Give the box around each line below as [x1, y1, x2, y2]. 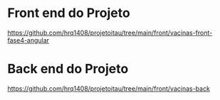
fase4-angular [7, 35, 50, 44]
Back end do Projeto [7, 61, 129, 77]
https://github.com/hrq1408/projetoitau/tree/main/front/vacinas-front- [7, 28, 213, 37]
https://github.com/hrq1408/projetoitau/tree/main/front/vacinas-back [7, 84, 210, 93]
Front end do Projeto [7, 5, 130, 21]
